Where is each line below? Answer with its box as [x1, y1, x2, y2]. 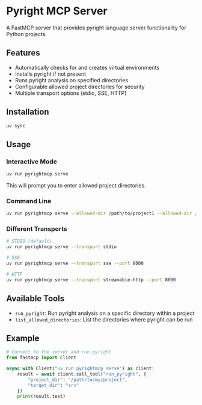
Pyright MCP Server [6, 4, 108, 18]
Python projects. [6, 30, 47, 37]
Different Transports [6, 225, 67, 233]
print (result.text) [17, 394, 66, 400]
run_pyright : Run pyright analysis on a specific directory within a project [14, 309, 195, 317]
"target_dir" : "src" [28, 382, 79, 388]
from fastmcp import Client [6, 355, 77, 361]
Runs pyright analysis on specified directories [14, 76, 129, 84]
